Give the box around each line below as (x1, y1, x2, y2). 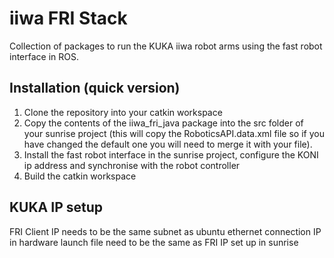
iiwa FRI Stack (9, 7, 128, 30)
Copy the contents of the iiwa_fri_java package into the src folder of (23, 117, 304, 129)
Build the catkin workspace (23, 170, 137, 182)
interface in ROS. (9, 50, 80, 62)
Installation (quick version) (9, 80, 181, 97)
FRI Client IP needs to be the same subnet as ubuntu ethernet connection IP (9, 225, 322, 237)
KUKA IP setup (9, 199, 103, 216)
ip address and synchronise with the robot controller (23, 159, 241, 171)
